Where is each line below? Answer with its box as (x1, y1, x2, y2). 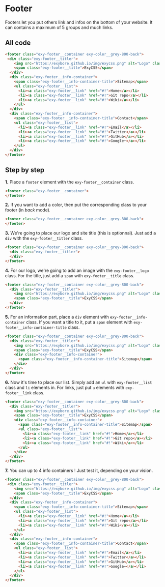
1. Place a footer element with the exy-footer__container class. (5, 179, 134, 185)
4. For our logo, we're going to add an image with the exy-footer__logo (5, 267, 149, 273)
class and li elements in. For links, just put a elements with (5, 384, 125, 390)
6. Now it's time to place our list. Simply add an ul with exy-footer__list (5, 379, 152, 385)
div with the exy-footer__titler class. (5, 235, 83, 241)
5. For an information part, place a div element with (5, 314, 109, 320)
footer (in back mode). (5, 207, 51, 213)
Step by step (5, 166, 45, 175)
